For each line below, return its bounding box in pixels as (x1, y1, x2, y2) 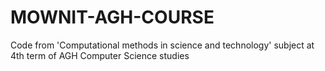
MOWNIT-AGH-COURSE (10, 6, 215, 29)
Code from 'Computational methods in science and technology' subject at (10, 39, 315, 51)
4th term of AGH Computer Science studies (10, 49, 190, 61)
